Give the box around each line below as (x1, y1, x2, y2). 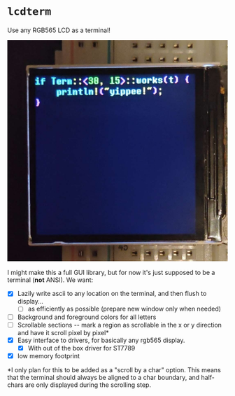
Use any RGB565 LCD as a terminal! (7, 26, 111, 34)
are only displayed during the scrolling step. (24, 381, 152, 389)
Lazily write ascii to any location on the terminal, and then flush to (17, 290, 207, 298)
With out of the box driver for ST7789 (27, 344, 136, 352)
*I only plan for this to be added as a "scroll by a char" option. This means (7, 365, 222, 374)
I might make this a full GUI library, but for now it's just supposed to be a (7, 269, 215, 277)
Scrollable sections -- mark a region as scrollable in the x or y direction (17, 320, 222, 329)
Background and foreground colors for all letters (17, 313, 157, 321)
